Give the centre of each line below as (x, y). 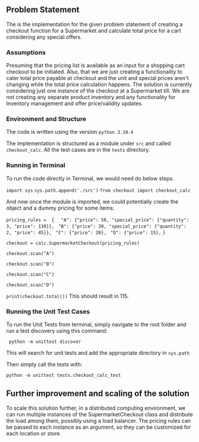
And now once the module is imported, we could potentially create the (92, 201)
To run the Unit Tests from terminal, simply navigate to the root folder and (96, 324)
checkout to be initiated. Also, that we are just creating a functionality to (94, 72)
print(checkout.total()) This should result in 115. (68, 296)
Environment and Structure (46, 119)
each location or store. (34, 433)
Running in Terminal (36, 165)
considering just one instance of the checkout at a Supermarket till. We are (98, 91)
